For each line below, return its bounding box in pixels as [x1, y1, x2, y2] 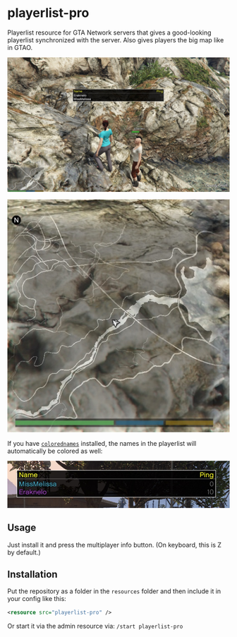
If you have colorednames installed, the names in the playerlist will [7, 439, 197, 447]
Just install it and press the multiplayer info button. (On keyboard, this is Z [7, 540, 222, 549]
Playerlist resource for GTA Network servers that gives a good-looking [7, 28, 212, 37]
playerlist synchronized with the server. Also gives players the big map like [7, 35, 224, 44]
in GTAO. [7, 43, 33, 51]
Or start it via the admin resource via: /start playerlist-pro [7, 622, 183, 631]
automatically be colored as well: [7, 447, 103, 455]
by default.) [7, 548, 41, 557]
